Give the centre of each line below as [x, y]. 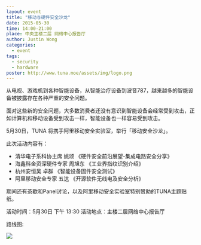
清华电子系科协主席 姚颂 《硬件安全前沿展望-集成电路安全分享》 [94, 157]
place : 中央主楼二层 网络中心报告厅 [46, 34]
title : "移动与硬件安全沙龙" [38, 17]
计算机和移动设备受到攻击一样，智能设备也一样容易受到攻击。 [87, 118]
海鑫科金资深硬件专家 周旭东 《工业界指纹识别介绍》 [79, 164]
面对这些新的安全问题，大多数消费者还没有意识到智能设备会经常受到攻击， [98, 111]
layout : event [24, 12]
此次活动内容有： [27, 143]
